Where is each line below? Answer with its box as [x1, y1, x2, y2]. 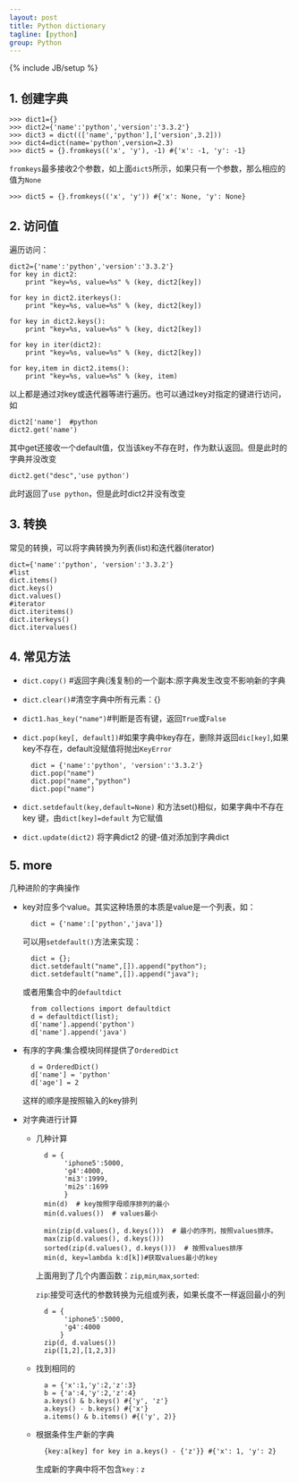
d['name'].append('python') [30, 1020, 136, 1029]
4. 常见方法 [9, 650, 71, 665]
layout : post [9, 13, 58, 22]
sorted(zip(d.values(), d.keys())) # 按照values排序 [43, 1244, 243, 1253]
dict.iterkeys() [9, 615, 70, 624]
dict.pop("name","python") [30, 776, 132, 786]
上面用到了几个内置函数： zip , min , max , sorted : [35, 1270, 200, 1281]
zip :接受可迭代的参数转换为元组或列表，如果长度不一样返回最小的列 [35, 1290, 286, 1300]
